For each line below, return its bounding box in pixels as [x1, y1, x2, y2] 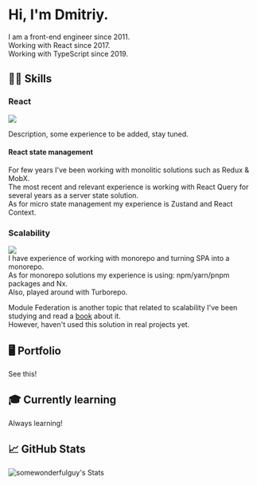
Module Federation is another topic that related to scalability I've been [8, 303, 238, 313]
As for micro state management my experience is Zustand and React [8, 199, 233, 208]
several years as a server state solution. [8, 190, 139, 200]
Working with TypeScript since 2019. [8, 49, 129, 58]
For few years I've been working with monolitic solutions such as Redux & [8, 165, 250, 175]
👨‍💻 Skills [8, 72, 53, 85]
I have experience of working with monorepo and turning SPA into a [8, 254, 230, 263]
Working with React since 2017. [8, 40, 111, 49]
